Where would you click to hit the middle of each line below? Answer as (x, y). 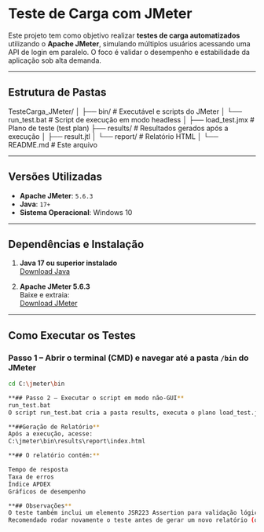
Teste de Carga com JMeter (100, 14)
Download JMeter (48, 304)
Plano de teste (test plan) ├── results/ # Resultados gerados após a (118, 128)
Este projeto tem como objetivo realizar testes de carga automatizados (124, 35)
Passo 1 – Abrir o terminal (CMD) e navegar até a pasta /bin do (128, 358)
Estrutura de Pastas (57, 92)
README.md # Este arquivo (53, 144)
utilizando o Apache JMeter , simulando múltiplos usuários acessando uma (129, 43)
